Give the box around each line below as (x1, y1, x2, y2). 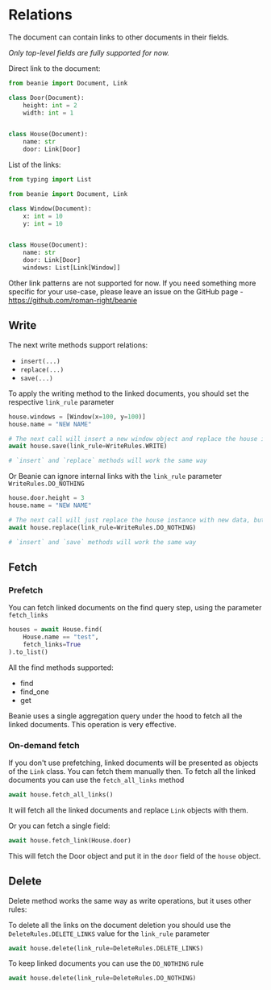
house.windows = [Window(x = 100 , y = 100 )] (8, 413, 147, 421)
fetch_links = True (23, 640, 81, 648)
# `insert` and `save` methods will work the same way (8, 538, 197, 546)
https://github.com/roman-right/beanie (8, 295, 138, 305)
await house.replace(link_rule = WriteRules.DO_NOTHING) (8, 523, 197, 531)
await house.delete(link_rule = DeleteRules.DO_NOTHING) (8, 974, 197, 983)
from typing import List (8, 176, 92, 184)
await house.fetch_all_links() (8, 790, 114, 799)
